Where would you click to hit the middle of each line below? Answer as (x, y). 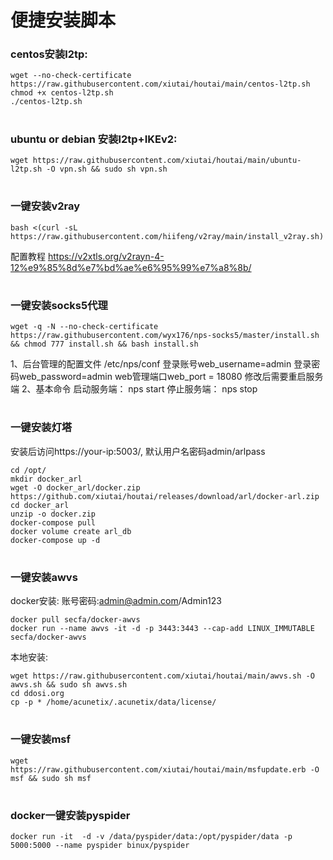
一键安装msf (41, 739)
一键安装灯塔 (41, 428)
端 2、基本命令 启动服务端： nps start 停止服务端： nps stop (134, 389)
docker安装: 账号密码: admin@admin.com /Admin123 (116, 601)
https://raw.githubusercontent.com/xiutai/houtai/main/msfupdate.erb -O (165, 769)
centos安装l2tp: (49, 54)
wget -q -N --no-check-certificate (84, 327)
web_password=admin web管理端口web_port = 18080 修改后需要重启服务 (171, 377)
